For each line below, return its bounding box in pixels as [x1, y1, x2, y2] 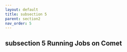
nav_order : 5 [5, 21, 32, 26]
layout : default [5, 7, 38, 12]
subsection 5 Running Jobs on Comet [5, 39, 122, 47]
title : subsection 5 [5, 12, 48, 17]
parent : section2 [5, 16, 41, 21]
